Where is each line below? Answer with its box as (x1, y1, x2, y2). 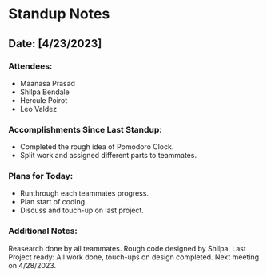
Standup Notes (8, 5, 110, 23)
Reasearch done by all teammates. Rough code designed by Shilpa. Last (8, 243, 246, 253)
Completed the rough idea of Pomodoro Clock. (19, 142, 174, 152)
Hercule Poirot (19, 95, 68, 105)
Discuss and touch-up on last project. (19, 205, 144, 216)
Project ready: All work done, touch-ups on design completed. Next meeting (8, 252, 260, 262)
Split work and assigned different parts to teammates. (19, 151, 197, 160)
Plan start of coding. (19, 197, 87, 207)
